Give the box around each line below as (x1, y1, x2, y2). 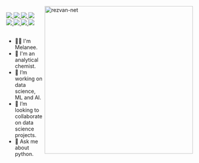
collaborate (14, 113, 43, 120)
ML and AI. (14, 94, 41, 101)
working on (14, 75, 43, 82)
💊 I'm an (14, 50, 36, 57)
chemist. (14, 63, 36, 70)
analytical (14, 56, 38, 63)
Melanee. (14, 44, 38, 51)
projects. (14, 132, 37, 138)
